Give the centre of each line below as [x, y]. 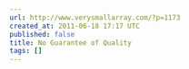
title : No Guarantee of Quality [70, 43]
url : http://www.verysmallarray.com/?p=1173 [95, 17]
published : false [42, 34]
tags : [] [26, 51]
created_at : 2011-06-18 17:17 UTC [75, 26]
